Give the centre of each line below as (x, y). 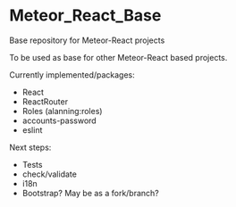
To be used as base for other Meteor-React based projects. (118, 57)
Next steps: (30, 147)
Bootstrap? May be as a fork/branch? (90, 193)
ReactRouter (45, 101)
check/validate (50, 174)
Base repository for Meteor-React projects (87, 40)
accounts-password (59, 120)
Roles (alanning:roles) (62, 111)
